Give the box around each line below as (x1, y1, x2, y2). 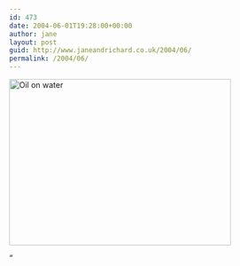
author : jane (9, 29, 58, 38)
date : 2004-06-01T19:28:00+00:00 (9, 21, 133, 30)
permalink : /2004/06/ (9, 54, 89, 63)
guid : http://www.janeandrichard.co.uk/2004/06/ (9, 46, 192, 55)
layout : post (9, 37, 58, 47)
